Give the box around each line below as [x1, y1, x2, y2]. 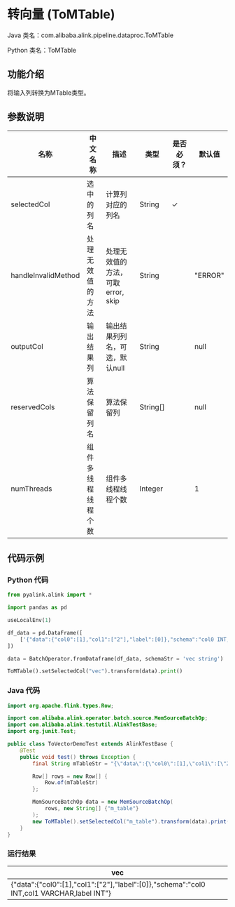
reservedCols [10, 402, 55, 411]
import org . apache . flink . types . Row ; [7, 702, 114, 709]
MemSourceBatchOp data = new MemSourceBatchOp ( [32, 798, 173, 806]
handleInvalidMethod [10, 270, 80, 280]
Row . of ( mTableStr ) [44, 779, 99, 786]
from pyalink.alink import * [7, 591, 92, 599]
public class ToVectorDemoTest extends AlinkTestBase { [7, 741, 173, 748]
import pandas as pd [7, 604, 68, 611]
